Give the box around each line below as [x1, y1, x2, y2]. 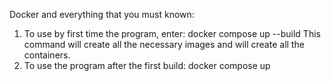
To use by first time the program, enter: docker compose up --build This [23, 28, 321, 39]
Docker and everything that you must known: [9, 9, 195, 20]
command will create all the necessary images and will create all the [23, 39, 305, 50]
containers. [23, 49, 71, 61]
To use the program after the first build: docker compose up [23, 60, 271, 71]
